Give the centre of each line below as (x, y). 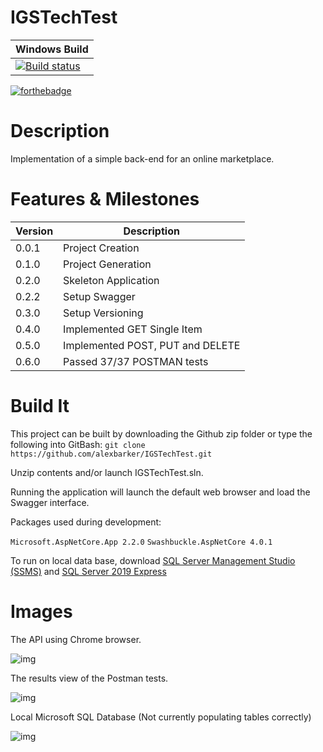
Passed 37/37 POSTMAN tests (136, 361)
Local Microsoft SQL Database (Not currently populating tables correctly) (161, 717)
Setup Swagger (99, 296)
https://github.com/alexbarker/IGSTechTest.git (111, 454)
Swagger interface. (50, 502)
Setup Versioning (103, 313)
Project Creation (101, 248)
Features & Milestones (105, 199)
